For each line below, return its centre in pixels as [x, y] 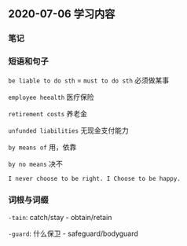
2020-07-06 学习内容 [62, 14]
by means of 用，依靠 [42, 147]
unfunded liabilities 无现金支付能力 [69, 130]
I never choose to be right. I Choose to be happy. [94, 178]
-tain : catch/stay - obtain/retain [60, 217]
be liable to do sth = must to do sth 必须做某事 [89, 80]
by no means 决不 [35, 163]
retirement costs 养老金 [48, 113]
